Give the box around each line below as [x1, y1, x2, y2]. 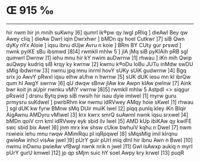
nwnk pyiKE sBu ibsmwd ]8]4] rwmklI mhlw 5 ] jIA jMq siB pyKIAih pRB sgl [6, 48, 189, 55]
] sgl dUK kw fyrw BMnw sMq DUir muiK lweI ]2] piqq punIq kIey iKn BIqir [6, 105, 186, 112]
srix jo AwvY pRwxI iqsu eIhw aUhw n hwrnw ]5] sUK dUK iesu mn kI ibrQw [6, 73, 191, 80]
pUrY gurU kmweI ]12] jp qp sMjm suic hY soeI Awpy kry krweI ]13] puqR [6, 149, 185, 156]
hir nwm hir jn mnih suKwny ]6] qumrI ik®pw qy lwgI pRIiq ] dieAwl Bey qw [6, 29, 188, 36]
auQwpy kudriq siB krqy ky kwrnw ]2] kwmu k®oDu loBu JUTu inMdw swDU [6, 60, 193, 67]
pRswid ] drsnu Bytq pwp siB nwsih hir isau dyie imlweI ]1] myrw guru [6, 92, 177, 99]
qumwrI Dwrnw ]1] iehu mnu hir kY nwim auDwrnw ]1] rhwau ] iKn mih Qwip [6, 54, 192, 61]
